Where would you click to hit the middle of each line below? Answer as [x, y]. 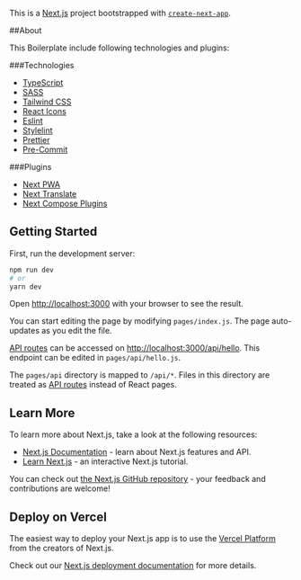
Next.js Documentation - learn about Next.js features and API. [137, 452]
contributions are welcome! [60, 488]
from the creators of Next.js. [62, 549]
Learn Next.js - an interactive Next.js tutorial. [105, 461]
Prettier [36, 140]
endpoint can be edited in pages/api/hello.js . [95, 358]
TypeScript [43, 83]
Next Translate [49, 194]
